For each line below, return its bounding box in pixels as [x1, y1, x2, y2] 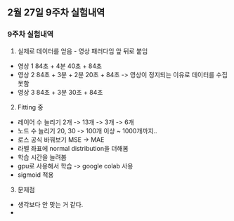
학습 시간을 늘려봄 [17, 153, 67, 161]
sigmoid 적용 [17, 170, 54, 179]
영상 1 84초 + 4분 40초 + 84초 [17, 62, 103, 70]
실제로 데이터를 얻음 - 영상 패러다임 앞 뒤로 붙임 [17, 46, 148, 55]
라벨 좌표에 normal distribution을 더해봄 [17, 144, 129, 152]
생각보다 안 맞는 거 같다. [17, 200, 84, 208]
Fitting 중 [17, 102, 44, 111]
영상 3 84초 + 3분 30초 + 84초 [17, 88, 103, 96]
